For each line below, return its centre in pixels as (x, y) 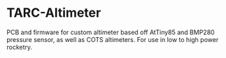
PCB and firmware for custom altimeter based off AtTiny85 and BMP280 (111, 32)
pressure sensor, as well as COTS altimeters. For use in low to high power (113, 39)
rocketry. (20, 47)
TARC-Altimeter (54, 13)
